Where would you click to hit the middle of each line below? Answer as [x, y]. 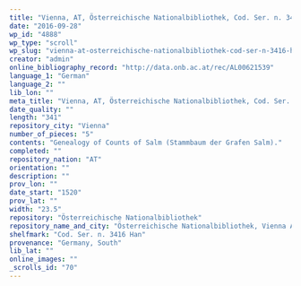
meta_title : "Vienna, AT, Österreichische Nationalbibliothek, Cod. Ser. [150, 101]
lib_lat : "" [31, 251]
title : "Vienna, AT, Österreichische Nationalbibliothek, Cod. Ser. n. [146, 17]
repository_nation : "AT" [56, 159]
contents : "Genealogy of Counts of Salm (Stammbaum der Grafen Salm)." [146, 143]
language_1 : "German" [50, 76]
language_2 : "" [38, 84]
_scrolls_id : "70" [43, 268]
